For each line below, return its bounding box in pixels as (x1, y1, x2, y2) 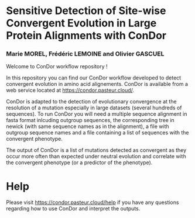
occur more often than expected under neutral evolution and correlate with (6, 153, 186, 160)
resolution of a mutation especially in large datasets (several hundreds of (6, 104, 182, 112)
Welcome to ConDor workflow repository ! (6, 63, 108, 70)
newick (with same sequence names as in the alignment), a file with (6, 123, 169, 130)
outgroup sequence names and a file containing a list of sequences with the (6, 129, 189, 136)
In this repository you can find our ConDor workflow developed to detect (6, 74, 182, 81)
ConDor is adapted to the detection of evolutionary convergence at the (6, 98, 177, 105)
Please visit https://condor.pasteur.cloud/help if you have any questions (6, 199, 179, 206)
